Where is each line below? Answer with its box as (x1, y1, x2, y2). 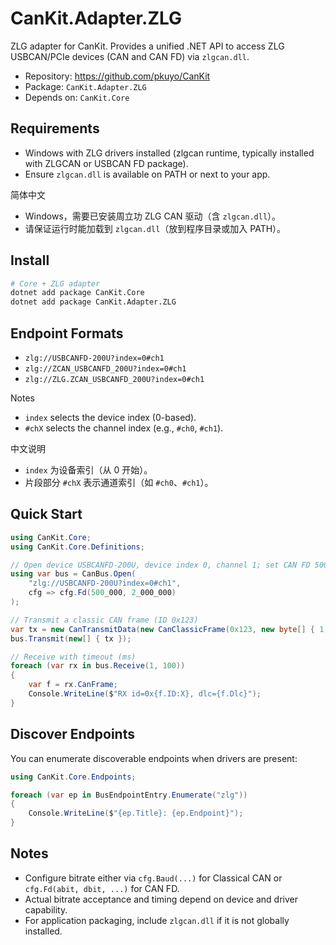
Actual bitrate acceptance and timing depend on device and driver (24, 893, 298, 905)
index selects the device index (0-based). (24, 412, 197, 423)
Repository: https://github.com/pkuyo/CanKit (24, 70, 211, 82)
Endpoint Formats (10, 325, 124, 342)
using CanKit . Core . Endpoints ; (10, 772, 137, 782)
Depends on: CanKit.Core (24, 91, 130, 103)
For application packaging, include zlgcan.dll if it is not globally (24, 914, 290, 926)
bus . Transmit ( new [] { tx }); (10, 633, 132, 644)
